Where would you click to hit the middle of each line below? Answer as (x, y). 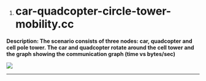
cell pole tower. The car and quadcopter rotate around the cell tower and (100, 48)
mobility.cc (44, 24)
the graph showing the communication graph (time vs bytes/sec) (91, 54)
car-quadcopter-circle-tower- (93, 11)
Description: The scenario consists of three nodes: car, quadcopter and (99, 41)
